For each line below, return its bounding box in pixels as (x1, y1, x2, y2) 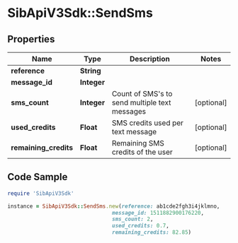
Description (130, 54, 170, 64)
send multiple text (111, 97, 171, 107)
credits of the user (111, 147, 174, 157)
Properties (7, 33, 55, 45)
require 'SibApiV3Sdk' (7, 189, 74, 197)
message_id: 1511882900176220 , (112, 209, 204, 216)
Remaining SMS (111, 138, 165, 148)
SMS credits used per (111, 118, 184, 128)
